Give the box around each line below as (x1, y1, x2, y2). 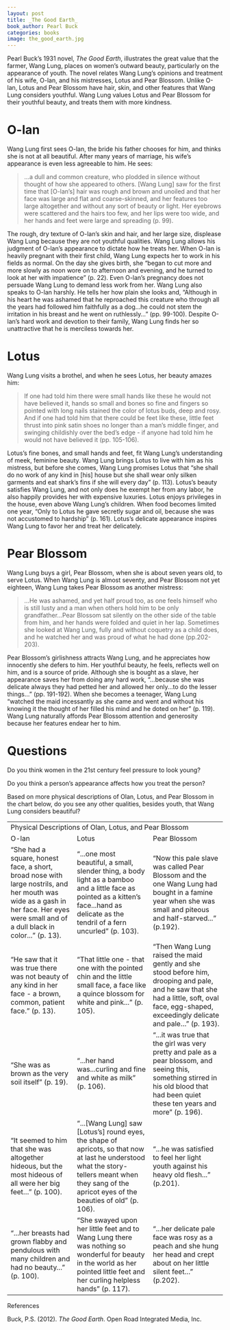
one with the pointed (77, 963, 143, 972)
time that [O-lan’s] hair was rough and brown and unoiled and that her (23, 187, 221, 196)
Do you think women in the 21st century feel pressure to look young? (7, 766, 201, 774)
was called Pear (153, 862, 204, 872)
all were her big (10, 1178, 60, 1188)
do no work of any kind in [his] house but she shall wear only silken (7, 471, 197, 479)
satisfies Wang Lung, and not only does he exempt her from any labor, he (7, 485, 214, 493)
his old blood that (153, 1082, 209, 1091)
